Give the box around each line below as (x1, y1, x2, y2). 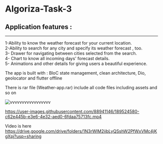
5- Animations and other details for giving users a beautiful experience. (5, 61, 147, 66)
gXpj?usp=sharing (5, 133, 42, 139)
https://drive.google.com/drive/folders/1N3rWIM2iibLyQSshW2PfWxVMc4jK (5, 128, 157, 134)
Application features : (5, 23, 72, 31)
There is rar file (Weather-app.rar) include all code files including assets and (5, 85, 158, 90)
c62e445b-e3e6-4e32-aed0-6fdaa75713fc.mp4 (5, 114, 102, 119)
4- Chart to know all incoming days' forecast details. (5, 56, 110, 61)
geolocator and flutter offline (5, 75, 63, 81)
